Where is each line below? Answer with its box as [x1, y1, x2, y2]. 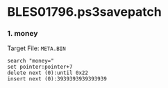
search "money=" [7, 58, 54, 65]
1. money [7, 29, 38, 38]
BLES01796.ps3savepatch [7, 4, 162, 20]
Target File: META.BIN [7, 44, 66, 52]
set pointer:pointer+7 [7, 63, 73, 71]
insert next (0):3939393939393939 [7, 76, 108, 82]
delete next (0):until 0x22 [7, 69, 89, 76]
